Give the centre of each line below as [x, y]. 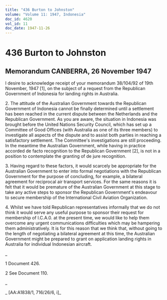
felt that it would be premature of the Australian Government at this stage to [83, 187]
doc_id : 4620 [19, 19]
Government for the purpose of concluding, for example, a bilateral [74, 177]
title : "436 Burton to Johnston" [40, 10]
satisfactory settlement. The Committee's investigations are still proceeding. [83, 140]
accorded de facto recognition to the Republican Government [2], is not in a [83, 151]
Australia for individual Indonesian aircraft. [49, 244]
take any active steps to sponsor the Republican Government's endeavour [81, 193]
